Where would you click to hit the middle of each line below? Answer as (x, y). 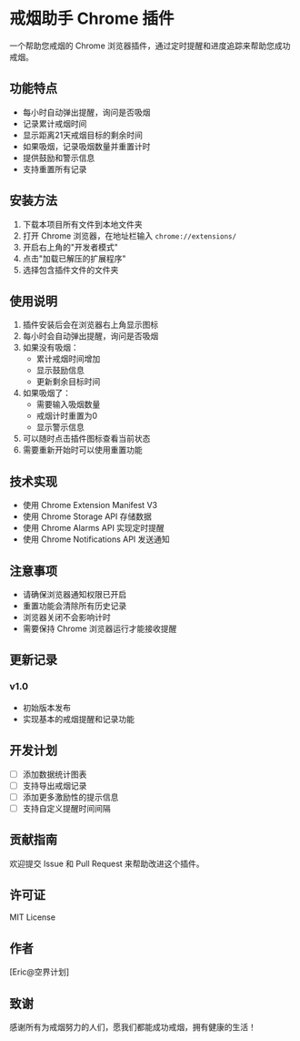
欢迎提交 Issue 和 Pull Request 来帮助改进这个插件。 (107, 863)
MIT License (33, 917)
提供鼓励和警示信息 (59, 158)
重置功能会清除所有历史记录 (75, 606)
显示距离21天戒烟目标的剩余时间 (83, 135)
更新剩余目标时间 (68, 382)
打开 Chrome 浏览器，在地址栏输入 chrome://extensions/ (130, 235)
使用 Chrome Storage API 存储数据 (87, 516)
